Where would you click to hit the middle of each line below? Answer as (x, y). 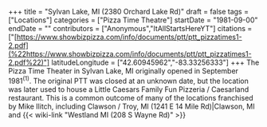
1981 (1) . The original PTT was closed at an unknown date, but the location (128, 80)
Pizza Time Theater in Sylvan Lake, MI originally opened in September (124, 71)
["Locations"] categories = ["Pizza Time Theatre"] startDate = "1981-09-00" (133, 20)
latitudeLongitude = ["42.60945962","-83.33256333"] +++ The (155, 62)
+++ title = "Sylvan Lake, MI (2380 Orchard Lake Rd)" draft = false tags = (129, 12)
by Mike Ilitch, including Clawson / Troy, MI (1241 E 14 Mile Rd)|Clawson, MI (132, 106)
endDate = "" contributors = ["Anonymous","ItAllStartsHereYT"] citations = (130, 28)
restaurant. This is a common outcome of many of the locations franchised (131, 97)
